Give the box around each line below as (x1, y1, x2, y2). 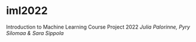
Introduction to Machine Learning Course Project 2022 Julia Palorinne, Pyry (6, 23, 190, 30)
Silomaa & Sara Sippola (6, 29, 64, 36)
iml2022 (6, 4, 48, 17)
